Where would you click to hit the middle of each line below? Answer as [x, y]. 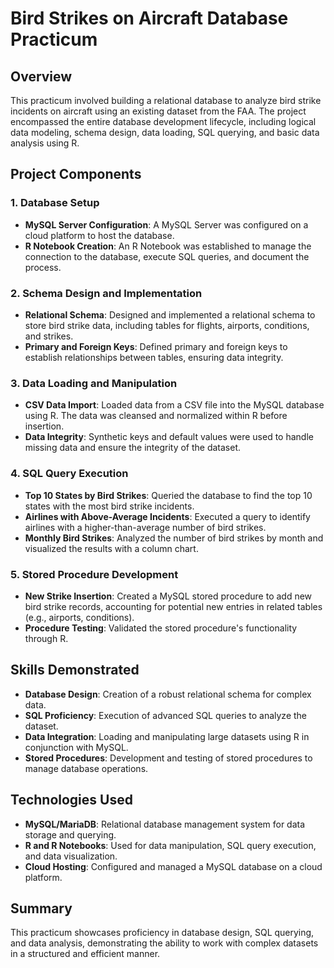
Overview [41, 76]
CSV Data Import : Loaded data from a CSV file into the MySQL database [174, 405]
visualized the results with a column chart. [111, 548]
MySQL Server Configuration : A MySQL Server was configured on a [166, 224]
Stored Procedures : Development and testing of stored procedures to [168, 758]
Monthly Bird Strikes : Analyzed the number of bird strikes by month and [174, 538]
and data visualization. [71, 856]
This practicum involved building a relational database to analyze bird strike [166, 100]
